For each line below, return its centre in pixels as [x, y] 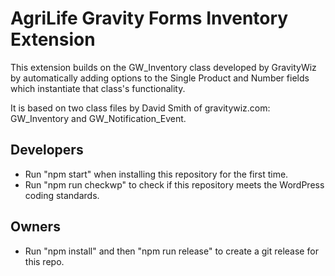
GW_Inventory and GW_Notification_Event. [98, 118]
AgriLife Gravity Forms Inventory [149, 18]
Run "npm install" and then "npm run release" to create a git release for [171, 251]
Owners [35, 227]
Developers [47, 150]
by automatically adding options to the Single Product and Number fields [160, 78]
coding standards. [62, 195]
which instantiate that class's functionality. [98, 88]
